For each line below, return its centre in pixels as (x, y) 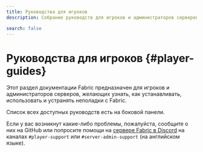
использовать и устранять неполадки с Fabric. (66, 101)
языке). (16, 143)
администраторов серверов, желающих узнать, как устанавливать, (94, 94)
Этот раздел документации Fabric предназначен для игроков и (88, 87)
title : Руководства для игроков (47, 12)
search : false (24, 28)
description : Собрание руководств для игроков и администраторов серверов (102, 17)
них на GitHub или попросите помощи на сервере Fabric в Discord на (95, 130)
